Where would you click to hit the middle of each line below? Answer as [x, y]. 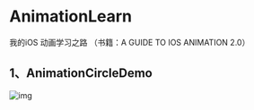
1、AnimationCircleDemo [81, 73]
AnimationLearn [71, 17]
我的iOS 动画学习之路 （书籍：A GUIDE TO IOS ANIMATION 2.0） [130, 42]
